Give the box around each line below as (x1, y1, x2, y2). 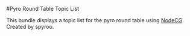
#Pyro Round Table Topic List (6, 5, 80, 12)
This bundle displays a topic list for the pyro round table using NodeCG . (6, 17, 184, 23)
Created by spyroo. (6, 23, 54, 30)
